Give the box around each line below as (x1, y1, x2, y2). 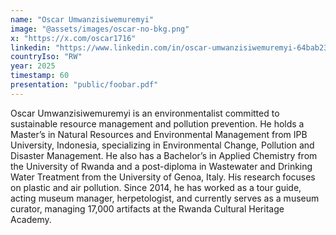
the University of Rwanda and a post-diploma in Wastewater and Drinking (10, 160, 313, 172)
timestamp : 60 (10, 71, 70, 81)
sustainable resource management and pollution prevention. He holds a (10, 117, 305, 130)
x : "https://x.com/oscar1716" (10, 33, 137, 43)
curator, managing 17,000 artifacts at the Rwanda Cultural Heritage (10, 202, 285, 215)
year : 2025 (10, 61, 56, 71)
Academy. (10, 213, 52, 225)
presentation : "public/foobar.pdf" (10, 80, 159, 90)
